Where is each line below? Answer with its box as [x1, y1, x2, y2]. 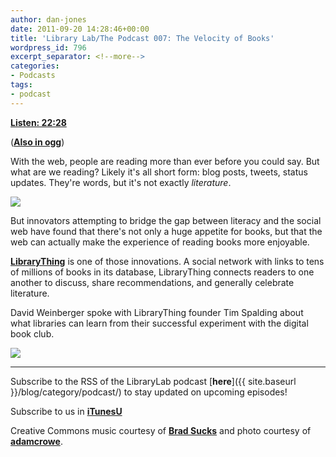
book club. [10, 327, 55, 340]
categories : [10, 61, 60, 71]
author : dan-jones [10, 14, 87, 25]
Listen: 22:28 [10, 116, 67, 128]
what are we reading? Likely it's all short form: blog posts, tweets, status [10, 166, 308, 178]
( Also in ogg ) [10, 136, 65, 148]
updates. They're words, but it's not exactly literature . [10, 176, 232, 188]
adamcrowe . [10, 435, 63, 447]
